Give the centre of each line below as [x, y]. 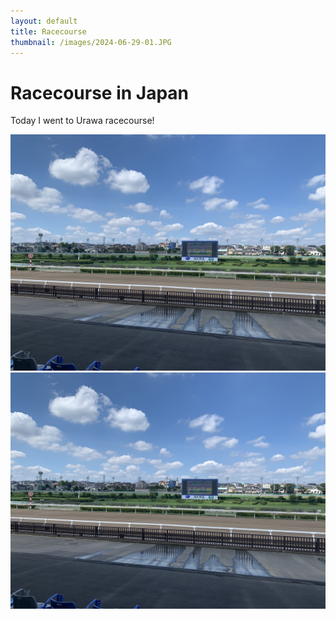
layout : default [44, 21]
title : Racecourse [48, 31]
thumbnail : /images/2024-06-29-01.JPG [91, 42]
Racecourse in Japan [100, 92]
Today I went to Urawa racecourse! [82, 121]
